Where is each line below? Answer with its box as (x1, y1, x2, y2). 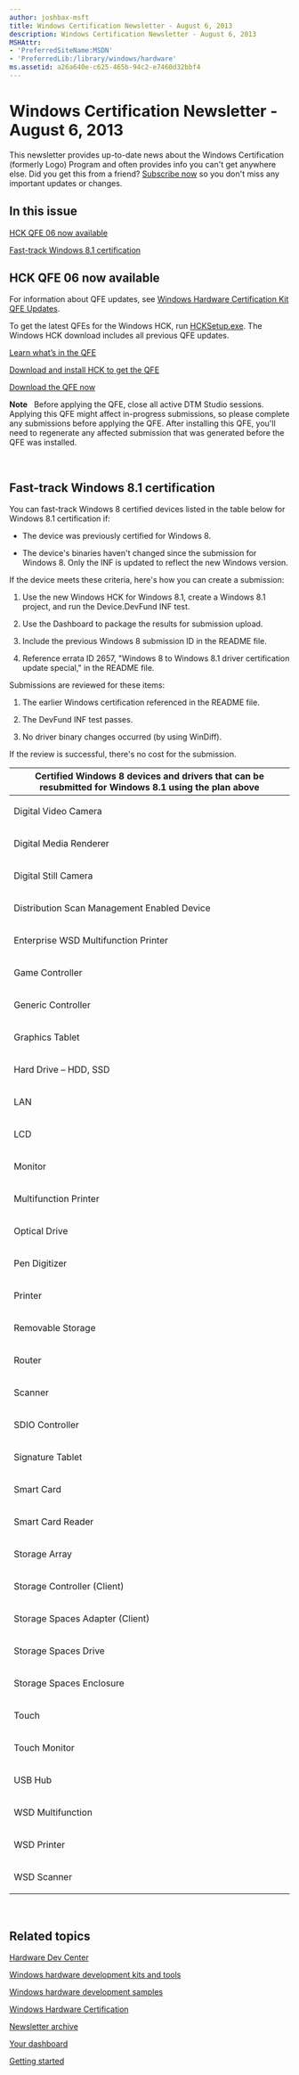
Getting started (9, 2055, 65, 2067)
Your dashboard (9, 2038, 69, 2049)
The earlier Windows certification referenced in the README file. (21, 697, 260, 708)
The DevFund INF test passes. (21, 715, 133, 725)
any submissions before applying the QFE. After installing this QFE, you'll (9, 418, 276, 429)
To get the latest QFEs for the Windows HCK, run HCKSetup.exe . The (9, 321, 263, 331)
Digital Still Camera (13, 870, 93, 882)
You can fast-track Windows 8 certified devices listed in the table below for (9, 504, 286, 515)
